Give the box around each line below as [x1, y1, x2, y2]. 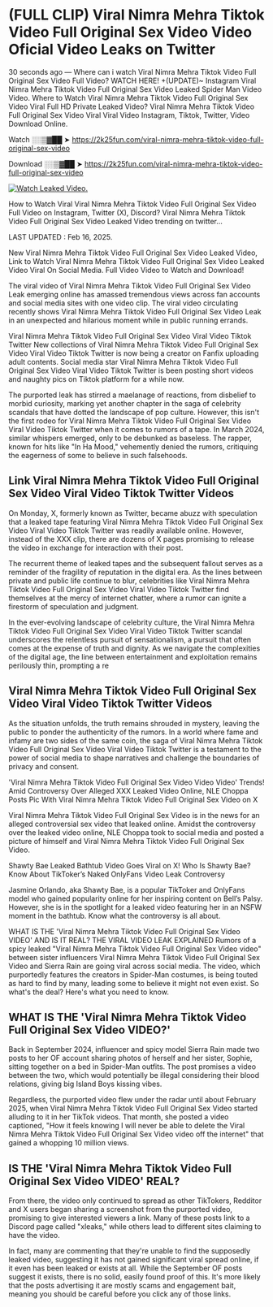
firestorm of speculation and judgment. [8, 601, 140, 611]
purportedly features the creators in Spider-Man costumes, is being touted [8, 969, 258, 980]
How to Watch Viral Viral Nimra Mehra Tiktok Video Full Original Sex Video [8, 199, 257, 209]
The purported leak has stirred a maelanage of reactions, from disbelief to [8, 390, 257, 400]
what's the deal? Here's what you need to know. [8, 987, 169, 997]
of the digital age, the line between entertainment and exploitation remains [8, 651, 258, 661]
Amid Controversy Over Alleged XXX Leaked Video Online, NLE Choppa [8, 785, 249, 795]
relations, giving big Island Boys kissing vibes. [8, 1079, 162, 1089]
